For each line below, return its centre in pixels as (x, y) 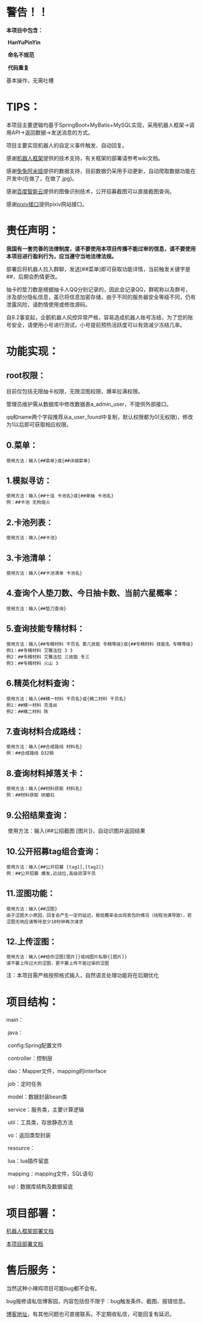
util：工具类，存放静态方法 (40, 1123)
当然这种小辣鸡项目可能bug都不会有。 (53, 1289)
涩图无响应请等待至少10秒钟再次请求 (45, 922)
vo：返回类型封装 (29, 1135)
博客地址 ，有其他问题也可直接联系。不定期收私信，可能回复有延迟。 (90, 1314)
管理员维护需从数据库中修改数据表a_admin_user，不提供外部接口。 (89, 404)
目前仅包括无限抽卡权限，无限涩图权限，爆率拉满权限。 (75, 391)
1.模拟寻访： (29, 481)
